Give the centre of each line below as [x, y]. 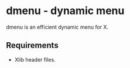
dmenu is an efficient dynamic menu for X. [57, 27]
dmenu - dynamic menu [65, 11]
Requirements [32, 45]
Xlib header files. [35, 59]
